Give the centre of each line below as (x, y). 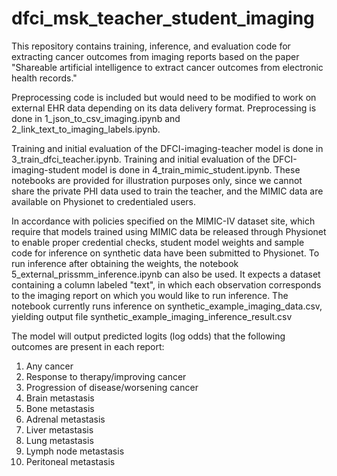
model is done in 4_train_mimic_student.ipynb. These (191, 169)
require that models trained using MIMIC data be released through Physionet (169, 231)
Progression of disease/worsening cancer (112, 387)
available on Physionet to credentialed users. (104, 201)
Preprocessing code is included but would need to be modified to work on (164, 97)
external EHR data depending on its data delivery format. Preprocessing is (164, 108)
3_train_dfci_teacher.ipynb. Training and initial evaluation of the (141, 159)
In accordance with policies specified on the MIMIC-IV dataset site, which (163, 221)
